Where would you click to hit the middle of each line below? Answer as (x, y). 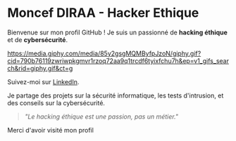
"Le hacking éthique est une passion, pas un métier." (101, 116)
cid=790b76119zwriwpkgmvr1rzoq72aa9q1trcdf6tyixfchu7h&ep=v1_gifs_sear (118, 60)
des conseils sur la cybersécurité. (56, 102)
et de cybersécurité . (38, 39)
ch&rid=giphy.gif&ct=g (40, 68)
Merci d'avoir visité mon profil (50, 130)
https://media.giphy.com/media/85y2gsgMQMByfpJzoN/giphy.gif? (104, 53)
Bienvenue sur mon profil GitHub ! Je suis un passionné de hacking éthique (117, 32)
